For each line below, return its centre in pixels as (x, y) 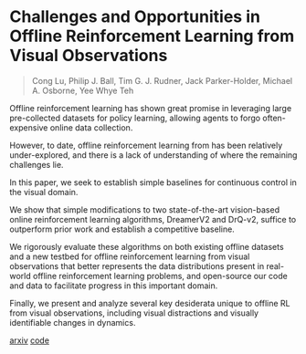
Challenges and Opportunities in (135, 17)
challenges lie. (37, 164)
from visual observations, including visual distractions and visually (134, 313)
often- (274, 118)
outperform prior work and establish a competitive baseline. (122, 229)
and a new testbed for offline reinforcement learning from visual (130, 256)
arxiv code (30, 340)
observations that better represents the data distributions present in (137, 265)
